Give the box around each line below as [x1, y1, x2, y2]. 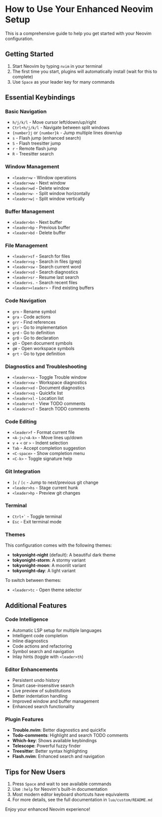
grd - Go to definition [12, 329, 55, 335]
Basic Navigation [5, 108, 47, 115]
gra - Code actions [12, 313, 51, 320]
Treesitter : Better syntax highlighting [12, 748, 88, 754]
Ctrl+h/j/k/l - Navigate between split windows [12, 125, 110, 131]
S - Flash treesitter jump [12, 140, 61, 147]
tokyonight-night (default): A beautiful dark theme [12, 552, 116, 558]
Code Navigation [5, 297, 46, 304]
